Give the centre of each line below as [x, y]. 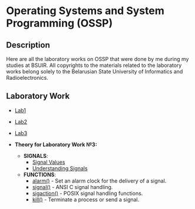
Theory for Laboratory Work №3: [56, 144]
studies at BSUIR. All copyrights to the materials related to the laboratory [94, 65]
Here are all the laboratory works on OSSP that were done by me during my [97, 59]
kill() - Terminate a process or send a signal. [86, 199]
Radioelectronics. [27, 78]
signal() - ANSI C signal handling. [72, 187]
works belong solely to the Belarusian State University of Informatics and [95, 71]
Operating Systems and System [85, 11]
